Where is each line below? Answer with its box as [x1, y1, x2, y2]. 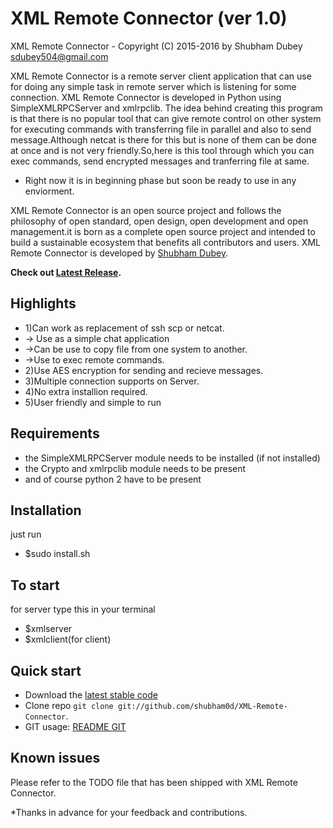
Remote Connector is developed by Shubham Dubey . [10, 247, 229, 259]
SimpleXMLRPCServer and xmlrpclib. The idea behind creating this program [10, 102, 323, 114]
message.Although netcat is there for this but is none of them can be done [10, 133, 317, 146]
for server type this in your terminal [10, 603, 156, 616]
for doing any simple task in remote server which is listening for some [10, 80, 297, 92]
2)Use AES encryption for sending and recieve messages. [24, 364, 264, 376]
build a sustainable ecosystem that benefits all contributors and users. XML [10, 236, 321, 248]
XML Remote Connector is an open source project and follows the [10, 204, 282, 216]
